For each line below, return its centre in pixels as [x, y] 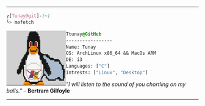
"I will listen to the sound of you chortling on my [126, 84]
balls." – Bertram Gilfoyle [38, 90]
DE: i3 [74, 60]
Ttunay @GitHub [84, 34]
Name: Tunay [81, 47]
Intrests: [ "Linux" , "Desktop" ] [107, 72]
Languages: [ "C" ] [88, 66]
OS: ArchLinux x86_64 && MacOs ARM [111, 53]
